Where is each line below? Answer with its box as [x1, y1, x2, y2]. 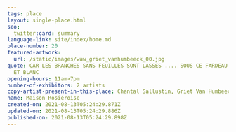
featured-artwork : [7, 50, 61, 57]
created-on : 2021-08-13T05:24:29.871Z [7, 101, 121, 108]
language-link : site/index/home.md [7, 36, 112, 43]
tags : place [7, 10, 42, 17]
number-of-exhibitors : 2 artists [7, 82, 105, 89]
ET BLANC [13, 68, 39, 75]
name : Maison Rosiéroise [7, 95, 80, 102]
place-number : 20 [7, 43, 58, 50]
